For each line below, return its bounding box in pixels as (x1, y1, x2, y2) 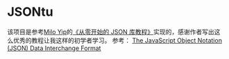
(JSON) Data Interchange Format (7, 44, 101, 52)
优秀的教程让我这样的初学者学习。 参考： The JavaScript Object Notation (12, 36, 222, 45)
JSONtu (7, 4, 53, 20)
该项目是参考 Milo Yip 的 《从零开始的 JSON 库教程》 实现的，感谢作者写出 (7, 27, 214, 36)
